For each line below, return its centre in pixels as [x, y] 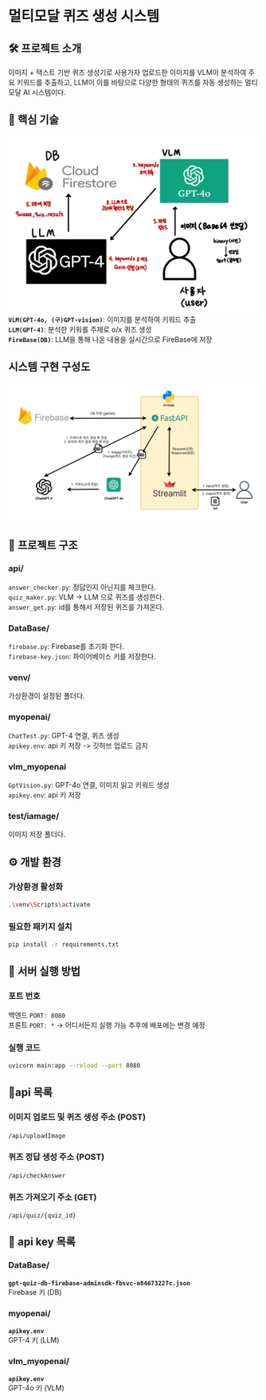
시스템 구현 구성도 [49, 367]
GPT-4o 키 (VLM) [37, 1388]
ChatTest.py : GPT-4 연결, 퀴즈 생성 [64, 735]
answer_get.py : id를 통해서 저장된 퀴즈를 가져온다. [86, 607]
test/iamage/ [34, 816]
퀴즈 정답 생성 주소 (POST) [57, 1157]
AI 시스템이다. [44, 92]
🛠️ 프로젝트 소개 [45, 48]
